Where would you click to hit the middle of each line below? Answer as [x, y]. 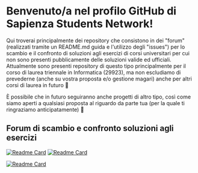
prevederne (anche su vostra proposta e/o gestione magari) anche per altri [99, 79]
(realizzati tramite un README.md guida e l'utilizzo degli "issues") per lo [96, 47]
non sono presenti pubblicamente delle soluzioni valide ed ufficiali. [89, 59]
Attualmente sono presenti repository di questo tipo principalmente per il [96, 66]
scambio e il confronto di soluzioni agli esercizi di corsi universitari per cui [98, 53]
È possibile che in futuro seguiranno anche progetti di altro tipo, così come [99, 97]
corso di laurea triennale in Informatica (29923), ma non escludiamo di [94, 72]
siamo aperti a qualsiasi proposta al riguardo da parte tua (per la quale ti [95, 103]
